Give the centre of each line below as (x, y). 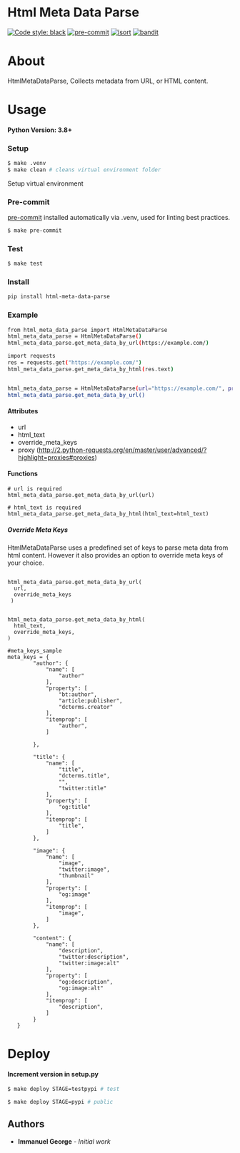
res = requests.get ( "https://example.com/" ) (75, 363)
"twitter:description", (94, 957)
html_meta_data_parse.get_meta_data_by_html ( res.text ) (91, 369)
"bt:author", (78, 694)
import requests (31, 356)
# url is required (35, 489)
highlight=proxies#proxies (56, 457)
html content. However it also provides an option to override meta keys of (115, 555)
